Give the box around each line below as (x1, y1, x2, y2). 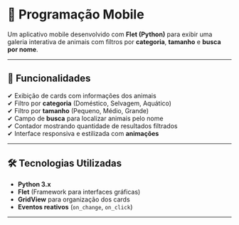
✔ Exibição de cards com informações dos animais (7, 91, 156, 100)
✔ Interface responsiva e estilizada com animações (7, 129, 159, 137)
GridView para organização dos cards (17, 195, 130, 204)
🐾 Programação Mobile (7, 6, 144, 23)
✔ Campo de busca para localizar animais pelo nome (7, 114, 164, 122)
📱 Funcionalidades (7, 73, 91, 85)
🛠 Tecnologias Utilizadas (7, 157, 122, 169)
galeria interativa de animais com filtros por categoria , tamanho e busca (7, 37, 222, 46)
